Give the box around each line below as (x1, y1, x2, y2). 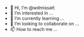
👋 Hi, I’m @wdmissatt (10, 5, 55, 10)
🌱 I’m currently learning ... (10, 15, 65, 21)
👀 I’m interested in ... (10, 10, 53, 16)
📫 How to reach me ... (10, 26, 58, 32)
